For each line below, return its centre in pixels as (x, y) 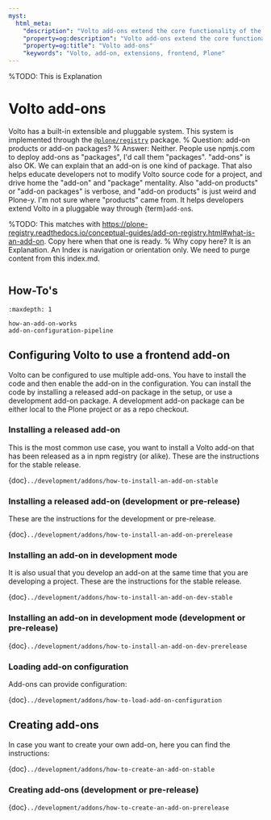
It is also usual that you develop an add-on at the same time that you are (128, 573)
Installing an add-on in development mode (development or (127, 618)
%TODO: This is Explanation (55, 76)
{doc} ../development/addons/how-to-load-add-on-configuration (115, 700)
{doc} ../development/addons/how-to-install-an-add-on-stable (114, 480)
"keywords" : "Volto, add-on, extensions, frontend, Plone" (124, 53)
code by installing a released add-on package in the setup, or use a (120, 391)
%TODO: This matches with (54, 224)
